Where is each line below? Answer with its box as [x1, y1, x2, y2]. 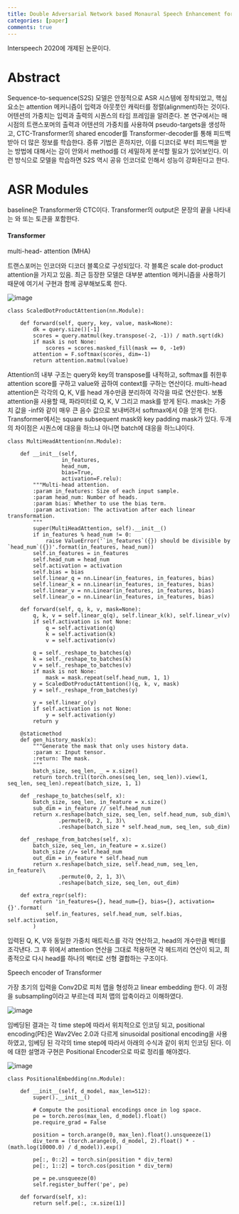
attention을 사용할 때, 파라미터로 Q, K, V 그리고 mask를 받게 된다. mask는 [7, 397, 213, 406]
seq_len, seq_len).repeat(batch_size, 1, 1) [7, 780, 142, 788]
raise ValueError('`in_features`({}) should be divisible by [45, 537, 231, 544]
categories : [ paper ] [7, 17, 69, 24]
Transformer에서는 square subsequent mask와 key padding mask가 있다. [7, 415, 218, 424]
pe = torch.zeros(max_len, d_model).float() [33, 1113, 167, 1120]
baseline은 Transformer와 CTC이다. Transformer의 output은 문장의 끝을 [7, 205, 212, 214]
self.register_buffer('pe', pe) [33, 1181, 129, 1188]
